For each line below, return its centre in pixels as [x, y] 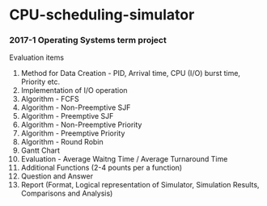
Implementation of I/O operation [74, 90]
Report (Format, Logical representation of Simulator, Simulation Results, [140, 185]
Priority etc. [40, 82]
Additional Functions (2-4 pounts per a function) [102, 168]
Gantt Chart [40, 150]
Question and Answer [57, 176]
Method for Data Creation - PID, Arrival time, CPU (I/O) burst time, [131, 74]
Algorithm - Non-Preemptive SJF [76, 107]
